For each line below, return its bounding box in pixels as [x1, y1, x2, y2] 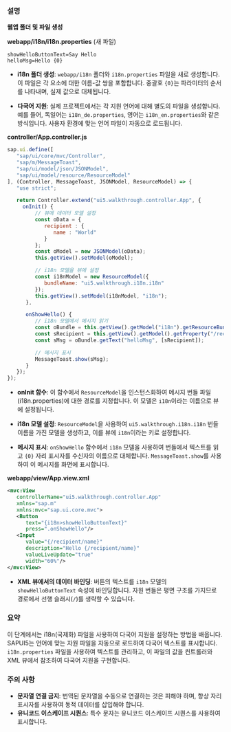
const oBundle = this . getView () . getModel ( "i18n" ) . [34, 324, 184, 331]
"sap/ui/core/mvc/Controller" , [16, 153, 107, 159]
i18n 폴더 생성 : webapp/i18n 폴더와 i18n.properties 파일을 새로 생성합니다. [16, 70, 220, 78]
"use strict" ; [16, 184, 57, 192]
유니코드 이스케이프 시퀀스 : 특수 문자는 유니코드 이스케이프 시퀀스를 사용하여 [16, 709, 221, 718]
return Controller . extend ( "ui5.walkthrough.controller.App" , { [16, 197, 201, 204]
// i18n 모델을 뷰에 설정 [34, 267, 99, 274]
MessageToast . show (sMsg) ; [34, 355, 109, 362]
